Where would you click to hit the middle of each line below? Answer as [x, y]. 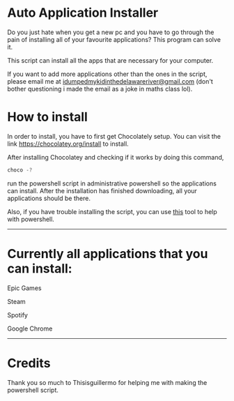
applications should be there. [49, 198]
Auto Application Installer [83, 13]
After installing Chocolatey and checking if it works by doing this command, [116, 157]
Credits [29, 363]
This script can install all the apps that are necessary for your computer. [110, 60]
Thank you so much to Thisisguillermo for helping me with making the [107, 382]
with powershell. [31, 219]
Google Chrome [30, 328]
